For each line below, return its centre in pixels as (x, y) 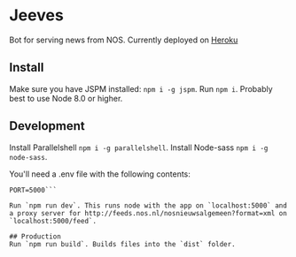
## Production (35, 236)
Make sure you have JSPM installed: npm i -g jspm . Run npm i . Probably (141, 88)
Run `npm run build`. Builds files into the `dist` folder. (123, 244)
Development (47, 126)
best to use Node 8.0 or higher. (66, 98)
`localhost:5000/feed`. (53, 221)
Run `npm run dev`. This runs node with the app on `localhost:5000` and (148, 205)
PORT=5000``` (33, 190)
